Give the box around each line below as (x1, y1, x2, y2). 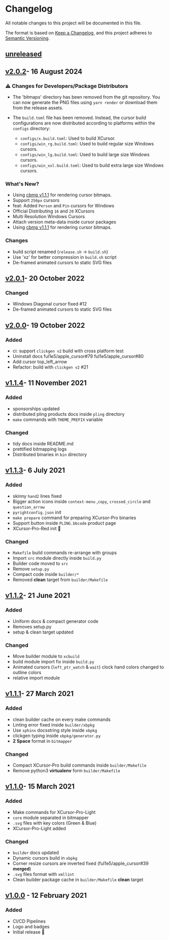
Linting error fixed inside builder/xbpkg (12, 721, 95, 727)
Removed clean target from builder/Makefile (12, 577, 108, 583)
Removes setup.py (12, 623, 52, 629)
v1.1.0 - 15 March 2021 (5, 782, 75, 791)
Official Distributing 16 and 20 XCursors (12, 208, 95, 214)
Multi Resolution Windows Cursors (12, 214, 85, 220)
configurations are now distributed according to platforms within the (12, 120, 155, 126)
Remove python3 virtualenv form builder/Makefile (12, 767, 120, 773)
